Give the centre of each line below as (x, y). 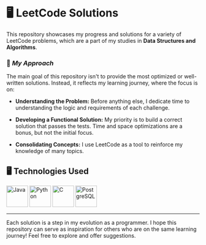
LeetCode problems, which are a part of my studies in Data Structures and (101, 40)
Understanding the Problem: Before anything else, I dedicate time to (102, 101)
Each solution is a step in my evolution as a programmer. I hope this (91, 223)
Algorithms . (22, 47)
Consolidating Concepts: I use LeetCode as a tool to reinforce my (99, 145)
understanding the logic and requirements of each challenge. (92, 108)
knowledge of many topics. (49, 151)
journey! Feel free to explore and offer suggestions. (71, 236)
